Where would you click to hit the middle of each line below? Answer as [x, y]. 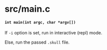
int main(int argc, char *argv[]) [40, 22]
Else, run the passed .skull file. [37, 42]
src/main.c [27, 9]
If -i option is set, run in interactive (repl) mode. [53, 33]
